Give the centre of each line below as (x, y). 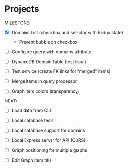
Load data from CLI (31, 111)
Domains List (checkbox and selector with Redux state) (67, 32)
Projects (22, 9)
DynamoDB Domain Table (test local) (49, 62)
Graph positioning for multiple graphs (50, 150)
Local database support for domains (48, 130)
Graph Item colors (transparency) (45, 91)
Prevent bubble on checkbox (48, 42)
